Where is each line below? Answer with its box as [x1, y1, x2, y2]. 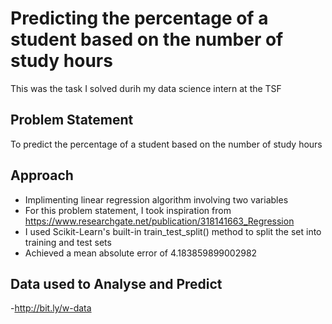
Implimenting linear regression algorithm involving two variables [24, 193, 289, 206]
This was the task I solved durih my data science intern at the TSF [10, 82, 282, 94]
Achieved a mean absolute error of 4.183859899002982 [24, 247, 258, 259]
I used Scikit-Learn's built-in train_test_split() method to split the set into [24, 225, 322, 237]
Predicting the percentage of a [10, 7, 269, 30]
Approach [10, 167, 74, 184]
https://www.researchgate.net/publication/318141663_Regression [24, 215, 295, 227]
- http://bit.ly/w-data [10, 302, 92, 314]
